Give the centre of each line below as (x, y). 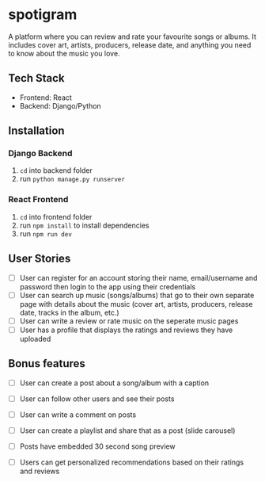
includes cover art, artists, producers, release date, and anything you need (130, 44)
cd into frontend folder (56, 216)
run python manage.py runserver (72, 179)
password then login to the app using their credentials (108, 286)
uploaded (35, 339)
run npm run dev (46, 233)
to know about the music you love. (64, 53)
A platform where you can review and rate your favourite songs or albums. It (132, 36)
